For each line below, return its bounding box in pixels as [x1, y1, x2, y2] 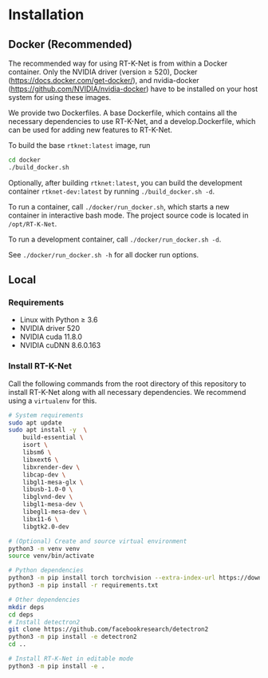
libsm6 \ [22, 449, 52, 457]
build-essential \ [22, 433, 84, 441]
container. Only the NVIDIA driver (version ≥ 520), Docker [8, 67, 198, 77]
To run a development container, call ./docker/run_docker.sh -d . [8, 234, 222, 244]
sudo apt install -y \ [8, 426, 88, 434]
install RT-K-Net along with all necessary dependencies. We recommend [8, 387, 246, 397]
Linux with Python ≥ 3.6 [19, 315, 98, 325]
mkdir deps [8, 603, 45, 611]
